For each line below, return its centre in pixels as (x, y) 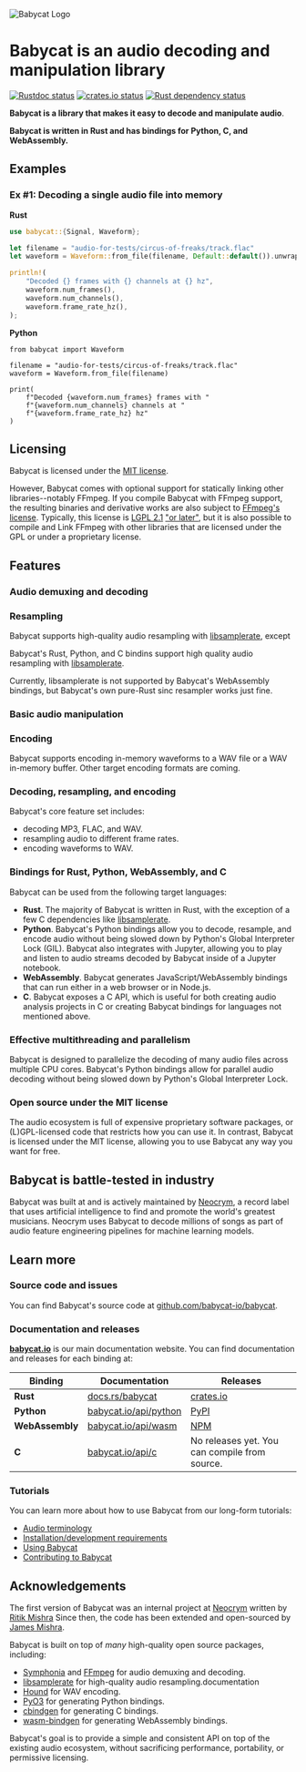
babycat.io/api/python (134, 1411)
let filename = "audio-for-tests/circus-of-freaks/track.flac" (132, 248)
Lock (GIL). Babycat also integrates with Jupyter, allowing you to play (152, 948)
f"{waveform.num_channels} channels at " (105, 405)
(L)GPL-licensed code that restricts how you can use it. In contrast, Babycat (152, 1132)
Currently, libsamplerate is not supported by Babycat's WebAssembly (140, 681)
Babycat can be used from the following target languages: (118, 892)
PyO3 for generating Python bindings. (94, 1701)
